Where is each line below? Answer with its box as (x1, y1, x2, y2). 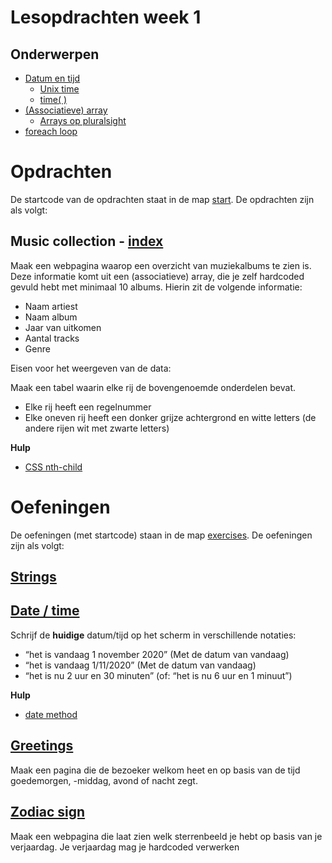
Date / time (10, 602, 80, 620)
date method (24, 708, 78, 720)
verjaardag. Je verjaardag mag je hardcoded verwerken (10, 841, 240, 853)
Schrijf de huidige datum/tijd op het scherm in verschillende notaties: (10, 629, 297, 641)
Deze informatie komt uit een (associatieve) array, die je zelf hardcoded (10, 270, 305, 282)
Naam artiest (24, 300, 78, 312)
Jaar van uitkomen (24, 321, 102, 333)
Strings (10, 569, 57, 586)
